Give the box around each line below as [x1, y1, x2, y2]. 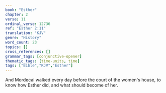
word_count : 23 [5, 40, 37, 45]
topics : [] [5, 44, 28, 49]
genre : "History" [5, 35, 42, 40]
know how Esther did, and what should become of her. [5, 82, 118, 88]
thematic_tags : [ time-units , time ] [5, 58, 80, 63]
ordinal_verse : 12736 [5, 21, 51, 26]
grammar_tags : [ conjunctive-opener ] [5, 53, 82, 59]
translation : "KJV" [5, 30, 46, 35]
